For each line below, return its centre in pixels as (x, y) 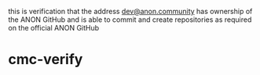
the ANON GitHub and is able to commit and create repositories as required (130, 20)
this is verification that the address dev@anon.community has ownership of (130, 11)
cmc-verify (46, 60)
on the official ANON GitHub (54, 28)
